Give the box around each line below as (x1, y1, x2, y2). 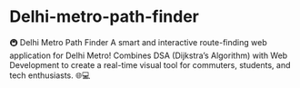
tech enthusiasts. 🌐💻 (9, 70, 91, 81)
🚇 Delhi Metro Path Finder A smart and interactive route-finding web (9, 36, 267, 47)
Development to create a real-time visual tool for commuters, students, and (9, 59, 291, 70)
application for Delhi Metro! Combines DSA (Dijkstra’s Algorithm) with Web (9, 50, 288, 61)
